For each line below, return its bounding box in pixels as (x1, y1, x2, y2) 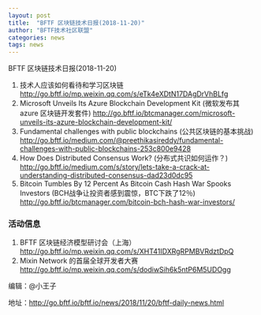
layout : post (8, 11, 51, 20)
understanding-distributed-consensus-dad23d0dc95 (19, 171, 193, 180)
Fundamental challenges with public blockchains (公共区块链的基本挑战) (19, 127, 254, 137)
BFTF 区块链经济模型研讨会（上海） (19, 238, 136, 247)
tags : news (8, 41, 44, 49)
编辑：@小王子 (8, 281, 57, 291)
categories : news (8, 33, 65, 42)
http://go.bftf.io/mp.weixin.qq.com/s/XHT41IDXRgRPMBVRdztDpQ (19, 246, 234, 257)
